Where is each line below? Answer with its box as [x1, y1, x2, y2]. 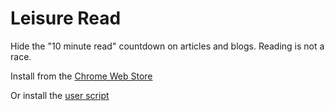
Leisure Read [10, 7, 122, 30]
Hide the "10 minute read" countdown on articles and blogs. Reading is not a [10, 40, 325, 52]
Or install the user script [10, 89, 110, 101]
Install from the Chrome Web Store [10, 70, 153, 82]
